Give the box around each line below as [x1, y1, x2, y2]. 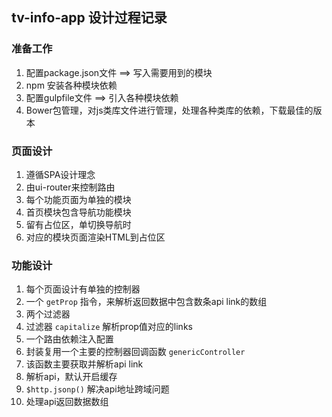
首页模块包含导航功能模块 [25, 206, 132, 218]
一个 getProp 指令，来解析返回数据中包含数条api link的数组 [25, 296, 268, 308]
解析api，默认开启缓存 [25, 371, 118, 383]
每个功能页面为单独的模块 [25, 193, 132, 205]
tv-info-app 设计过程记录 [11, 9, 168, 27]
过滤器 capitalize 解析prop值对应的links [25, 321, 193, 333]
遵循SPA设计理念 [25, 168, 96, 180]
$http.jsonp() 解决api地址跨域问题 [25, 383, 170, 395]
